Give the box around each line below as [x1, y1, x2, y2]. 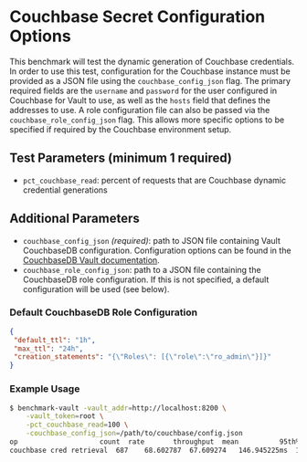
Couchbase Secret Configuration [9, 6, 266, 27]
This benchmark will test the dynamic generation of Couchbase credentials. [9, 56, 295, 67]
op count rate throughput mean [9, 437, 239, 446]
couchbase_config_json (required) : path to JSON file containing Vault [22, 235, 281, 246]
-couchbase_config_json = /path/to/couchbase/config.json [26, 429, 244, 438]
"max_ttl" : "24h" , [13, 344, 84, 353]
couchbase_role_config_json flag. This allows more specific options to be [9, 114, 285, 125]
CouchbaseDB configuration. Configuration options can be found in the [22, 245, 291, 256]
